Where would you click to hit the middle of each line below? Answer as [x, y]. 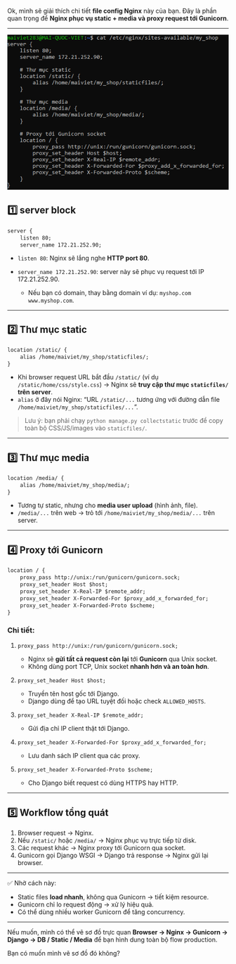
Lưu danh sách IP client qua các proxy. [84, 756]
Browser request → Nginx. [55, 833]
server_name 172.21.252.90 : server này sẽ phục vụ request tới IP [111, 271]
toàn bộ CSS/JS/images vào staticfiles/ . [86, 428]
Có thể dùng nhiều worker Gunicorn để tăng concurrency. [101, 912]
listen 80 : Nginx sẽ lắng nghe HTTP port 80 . [83, 258]
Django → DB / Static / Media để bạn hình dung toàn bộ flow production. [112, 940]
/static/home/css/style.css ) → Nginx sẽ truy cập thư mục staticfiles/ [123, 385]
